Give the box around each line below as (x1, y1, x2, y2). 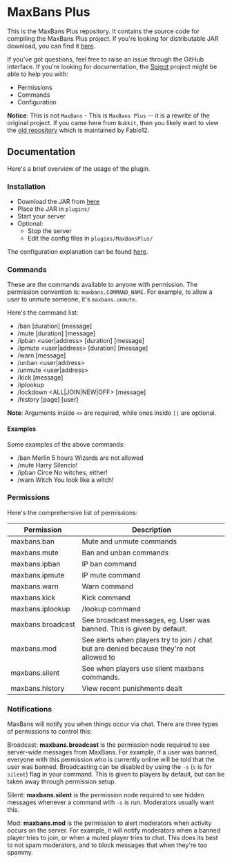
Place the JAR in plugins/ (17, 205, 91, 213)
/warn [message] (17, 351, 66, 360)
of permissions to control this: (7, 727, 93, 736)
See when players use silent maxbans (81, 663, 204, 673)
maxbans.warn (10, 582, 59, 591)
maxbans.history (10, 683, 65, 693)
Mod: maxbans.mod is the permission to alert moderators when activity (7, 819, 212, 827)
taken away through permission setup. (7, 777, 117, 786)
